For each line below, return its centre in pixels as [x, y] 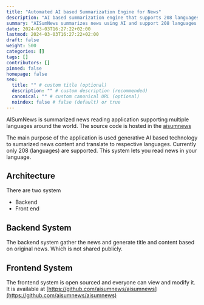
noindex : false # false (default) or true [66, 102]
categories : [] [25, 52]
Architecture [31, 176]
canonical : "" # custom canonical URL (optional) [76, 96]
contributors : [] [28, 62]
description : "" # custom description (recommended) [80, 91]
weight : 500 [21, 46]
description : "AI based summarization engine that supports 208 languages [103, 18]
